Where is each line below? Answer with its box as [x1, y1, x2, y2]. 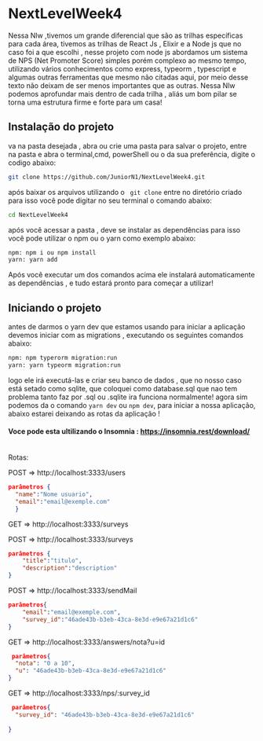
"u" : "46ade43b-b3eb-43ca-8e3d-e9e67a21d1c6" [15, 667, 167, 675]
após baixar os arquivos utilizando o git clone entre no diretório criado [8, 187, 243, 196]
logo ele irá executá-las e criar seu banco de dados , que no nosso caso [8, 375, 242, 385]
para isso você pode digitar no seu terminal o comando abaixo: [8, 196, 212, 205]
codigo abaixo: [8, 158, 57, 167]
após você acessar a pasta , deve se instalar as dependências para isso [8, 225, 241, 234]
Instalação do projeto [8, 120, 115, 134]
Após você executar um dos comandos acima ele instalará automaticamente [8, 270, 255, 280]
